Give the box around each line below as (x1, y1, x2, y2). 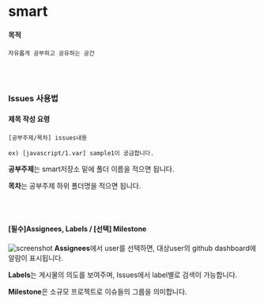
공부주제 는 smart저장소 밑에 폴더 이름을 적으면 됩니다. (8, 164, 175, 173)
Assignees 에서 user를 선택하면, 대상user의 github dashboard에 (54, 243, 257, 253)
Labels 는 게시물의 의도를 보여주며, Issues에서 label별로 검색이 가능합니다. (8, 270, 238, 279)
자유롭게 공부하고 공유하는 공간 (8, 50, 95, 58)
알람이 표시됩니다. (8, 253, 64, 263)
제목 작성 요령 (8, 114, 50, 123)
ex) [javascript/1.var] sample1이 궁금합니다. (8, 149, 154, 157)
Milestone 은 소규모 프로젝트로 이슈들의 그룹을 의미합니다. (8, 287, 187, 296)
